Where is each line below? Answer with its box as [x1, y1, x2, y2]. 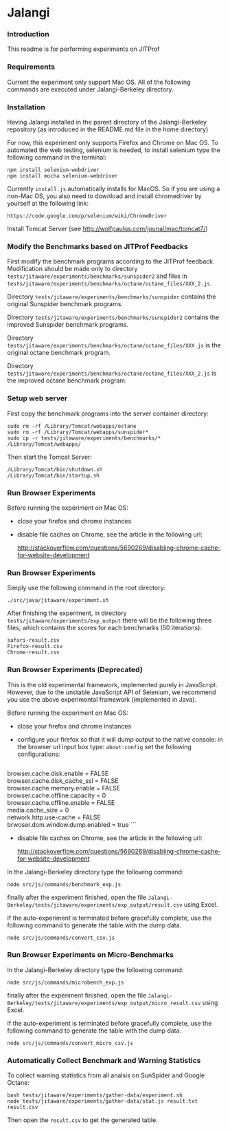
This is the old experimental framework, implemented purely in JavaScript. [7, 680, 218, 689]
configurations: [16, 750, 60, 758]
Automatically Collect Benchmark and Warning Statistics [7, 1055, 201, 1065]
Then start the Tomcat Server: [7, 453, 93, 461]
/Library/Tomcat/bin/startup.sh [7, 472, 100, 479]
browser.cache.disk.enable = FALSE [7, 769, 109, 777]
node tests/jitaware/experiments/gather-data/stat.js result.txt [7, 1098, 198, 1105]
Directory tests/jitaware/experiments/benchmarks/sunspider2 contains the [7, 313, 220, 321]
